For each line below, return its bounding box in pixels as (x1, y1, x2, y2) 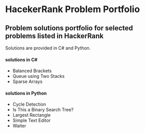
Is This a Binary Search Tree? (12, 107, 74, 113)
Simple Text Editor (12, 117, 51, 123)
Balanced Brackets (12, 68, 52, 74)
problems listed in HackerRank (5, 31, 104, 40)
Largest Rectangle (12, 112, 51, 118)
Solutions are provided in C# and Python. (5, 45, 91, 51)
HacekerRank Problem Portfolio (5, 4, 140, 15)
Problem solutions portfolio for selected (5, 24, 133, 32)
